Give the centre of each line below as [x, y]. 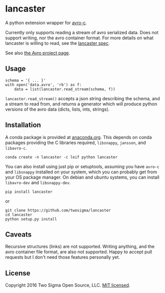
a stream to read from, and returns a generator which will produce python [81, 104]
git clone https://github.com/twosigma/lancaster [58, 210]
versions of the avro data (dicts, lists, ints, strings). [57, 109]
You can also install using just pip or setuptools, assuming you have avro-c [82, 166]
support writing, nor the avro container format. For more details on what [79, 38]
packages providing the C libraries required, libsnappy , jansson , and [76, 142]
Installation [23, 125]
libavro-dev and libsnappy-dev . [38, 182]
